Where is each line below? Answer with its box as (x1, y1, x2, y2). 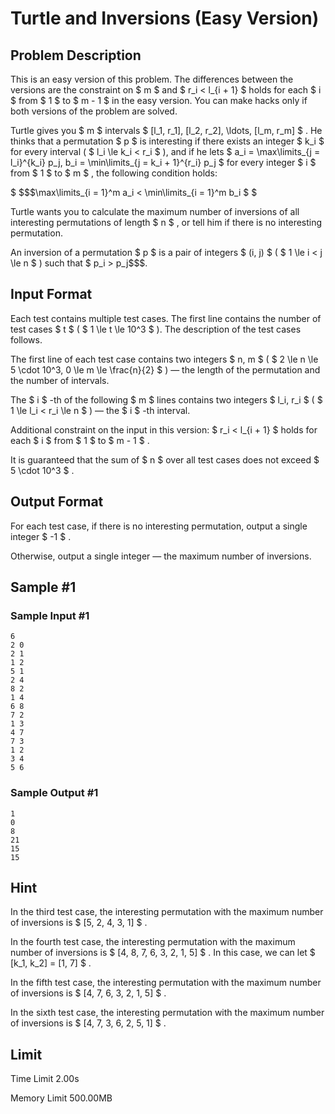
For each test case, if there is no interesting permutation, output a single (10, 520, 308, 532)
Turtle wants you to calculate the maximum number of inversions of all (10, 206, 300, 217)
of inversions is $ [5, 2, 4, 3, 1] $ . (10, 917, 148, 929)
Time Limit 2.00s (10, 1073, 80, 1085)
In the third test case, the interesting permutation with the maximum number (10, 906, 324, 918)
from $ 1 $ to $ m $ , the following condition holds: (10, 167, 218, 179)
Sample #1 (10, 579, 77, 596)
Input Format (10, 286, 93, 303)
